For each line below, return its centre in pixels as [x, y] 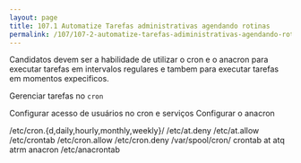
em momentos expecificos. [59, 79]
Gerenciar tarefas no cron [56, 96]
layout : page [34, 17]
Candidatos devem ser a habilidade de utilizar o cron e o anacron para [139, 60]
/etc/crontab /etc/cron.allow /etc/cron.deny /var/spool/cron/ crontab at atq [147, 141]
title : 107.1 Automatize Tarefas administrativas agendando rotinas [140, 26]
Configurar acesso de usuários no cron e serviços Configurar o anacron [142, 114]
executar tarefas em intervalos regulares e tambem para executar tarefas [144, 69]
